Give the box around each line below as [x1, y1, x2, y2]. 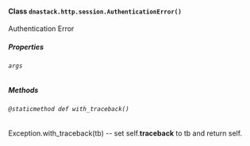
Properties [8, 42, 44, 52]
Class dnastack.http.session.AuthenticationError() [8, 6, 183, 16]
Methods [8, 85, 39, 94]
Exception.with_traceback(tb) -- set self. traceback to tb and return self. [8, 128, 243, 138]
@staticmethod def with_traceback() [8, 106, 129, 113]
